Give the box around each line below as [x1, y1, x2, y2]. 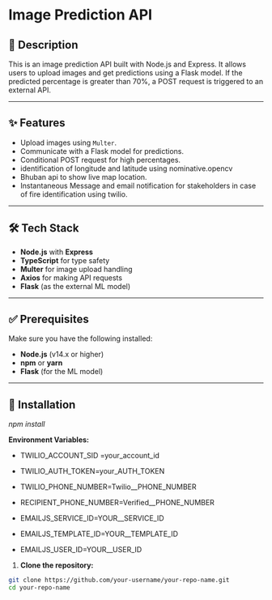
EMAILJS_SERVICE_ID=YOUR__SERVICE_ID [19, 513, 164, 523]
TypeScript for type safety [19, 255, 110, 265]
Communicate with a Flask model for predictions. [19, 146, 185, 155]
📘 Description [8, 38, 79, 52]
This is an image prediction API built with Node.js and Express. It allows [8, 59, 247, 69]
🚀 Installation [8, 398, 76, 411]
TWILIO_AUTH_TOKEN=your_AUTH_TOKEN [19, 466, 165, 476]
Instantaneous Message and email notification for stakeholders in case [19, 181, 257, 190]
